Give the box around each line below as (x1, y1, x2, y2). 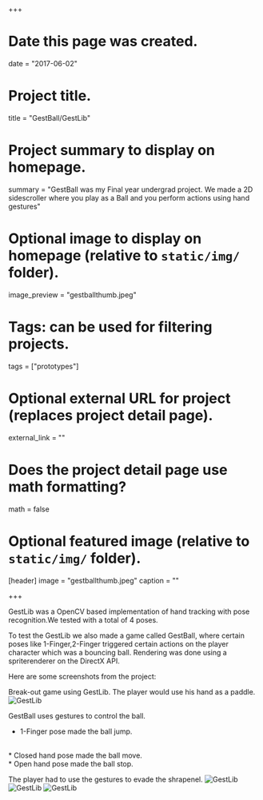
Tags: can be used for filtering (8, 317, 213, 336)
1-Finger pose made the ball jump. (19, 726, 133, 736)
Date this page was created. (8, 33, 198, 50)
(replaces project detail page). (8, 406, 213, 424)
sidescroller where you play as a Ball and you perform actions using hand (8, 193, 250, 202)
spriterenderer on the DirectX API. (8, 656, 120, 666)
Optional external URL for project (8, 389, 231, 408)
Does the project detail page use (8, 460, 228, 479)
